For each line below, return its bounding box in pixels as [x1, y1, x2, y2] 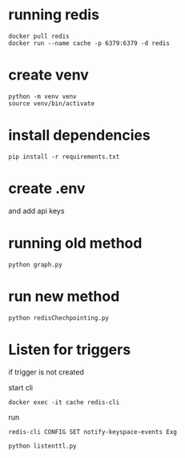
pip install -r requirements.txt [8, 153, 120, 161]
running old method [8, 234, 143, 252]
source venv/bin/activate [8, 99, 95, 108]
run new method [8, 287, 120, 305]
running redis [8, 6, 100, 24]
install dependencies [8, 126, 151, 145]
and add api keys [8, 206, 65, 215]
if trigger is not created [8, 367, 84, 377]
